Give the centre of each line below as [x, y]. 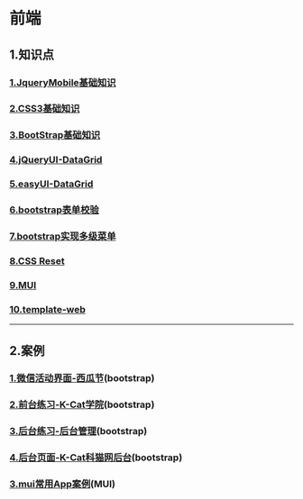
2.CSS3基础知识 [45, 109]
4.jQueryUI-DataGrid [56, 160]
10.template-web [47, 309]
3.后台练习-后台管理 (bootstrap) [78, 431]
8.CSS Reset [37, 260]
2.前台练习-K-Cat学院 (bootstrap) [82, 404]
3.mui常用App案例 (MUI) [62, 485]
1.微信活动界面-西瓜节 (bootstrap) [82, 378]
